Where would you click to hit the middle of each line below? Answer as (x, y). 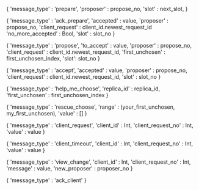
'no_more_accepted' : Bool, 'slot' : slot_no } (61, 34)
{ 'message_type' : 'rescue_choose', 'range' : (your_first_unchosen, (91, 107)
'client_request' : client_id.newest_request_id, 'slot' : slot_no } (84, 77)
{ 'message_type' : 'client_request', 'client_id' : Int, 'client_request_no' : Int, (100, 125)
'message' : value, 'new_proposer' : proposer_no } (70, 168)
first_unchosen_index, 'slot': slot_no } (53, 58)
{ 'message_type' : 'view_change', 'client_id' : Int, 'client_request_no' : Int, (99, 162)
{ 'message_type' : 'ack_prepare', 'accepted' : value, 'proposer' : (88, 20)
